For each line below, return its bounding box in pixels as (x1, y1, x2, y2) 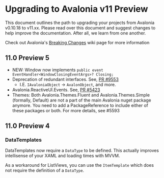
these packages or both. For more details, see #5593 (12, 107, 120, 113)
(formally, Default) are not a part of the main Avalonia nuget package (12, 97, 151, 103)
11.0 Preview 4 (5, 122, 50, 130)
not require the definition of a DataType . (5, 168, 84, 174)
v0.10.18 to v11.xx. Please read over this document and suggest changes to (5, 25, 156, 30)
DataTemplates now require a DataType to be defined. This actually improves (5, 148, 159, 153)
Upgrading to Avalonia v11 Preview (5, 3, 148, 15)
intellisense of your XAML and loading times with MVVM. (5, 153, 120, 159)
